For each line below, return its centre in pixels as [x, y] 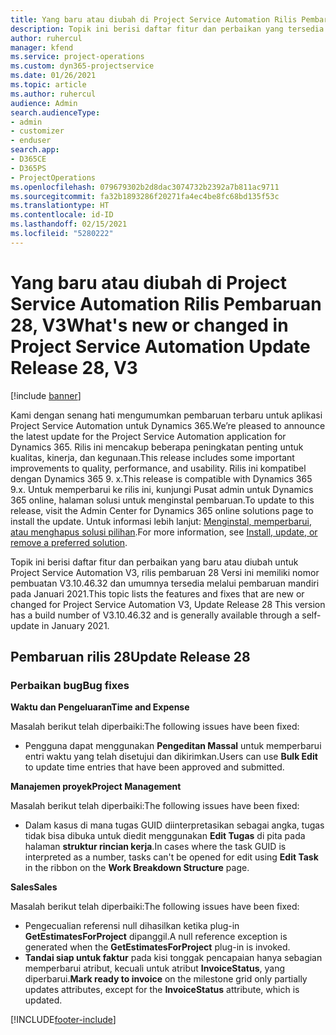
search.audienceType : [55, 112]
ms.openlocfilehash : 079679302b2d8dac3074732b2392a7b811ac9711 [145, 187]
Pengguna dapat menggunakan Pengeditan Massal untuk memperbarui [173, 746]
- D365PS [28, 168]
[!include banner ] [46, 395]
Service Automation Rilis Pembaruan [166, 303]
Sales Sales [34, 887]
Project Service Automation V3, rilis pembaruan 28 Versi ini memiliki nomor [165, 572]
